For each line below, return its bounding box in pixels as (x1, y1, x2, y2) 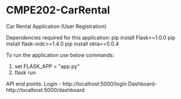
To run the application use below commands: (6, 51, 114, 58)
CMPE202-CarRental (6, 3, 110, 17)
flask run (14, 69, 36, 76)
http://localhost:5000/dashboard (6, 86, 85, 93)
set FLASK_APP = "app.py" (14, 62, 80, 70)
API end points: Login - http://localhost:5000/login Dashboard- (6, 80, 157, 87)
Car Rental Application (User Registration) (6, 23, 107, 30)
